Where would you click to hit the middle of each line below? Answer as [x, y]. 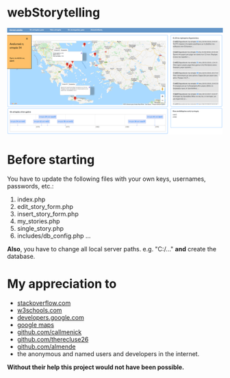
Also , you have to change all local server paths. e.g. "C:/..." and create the [112, 249]
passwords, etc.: [30, 186]
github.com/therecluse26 [53, 339]
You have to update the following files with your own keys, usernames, [107, 179]
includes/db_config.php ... [54, 236]
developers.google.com [50, 317]
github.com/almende [46, 346]
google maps [36, 325]
